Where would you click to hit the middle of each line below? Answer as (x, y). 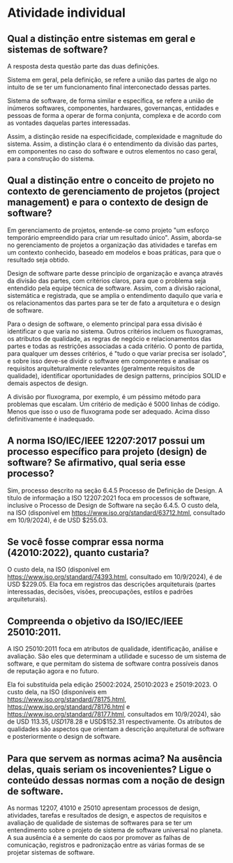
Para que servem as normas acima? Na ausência (115, 758)
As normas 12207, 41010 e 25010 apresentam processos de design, (104, 808)
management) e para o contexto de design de (108, 203)
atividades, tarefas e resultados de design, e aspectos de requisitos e (107, 816)
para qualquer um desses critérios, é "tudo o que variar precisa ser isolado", (117, 353)
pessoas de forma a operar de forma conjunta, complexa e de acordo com (114, 115)
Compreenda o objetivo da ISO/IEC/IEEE (95, 621)
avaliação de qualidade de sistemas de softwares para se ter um (100, 823)
